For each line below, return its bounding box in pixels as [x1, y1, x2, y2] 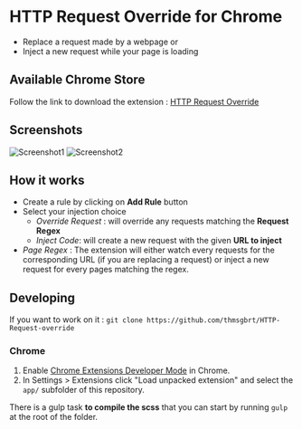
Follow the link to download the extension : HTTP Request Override [9, 96, 260, 107]
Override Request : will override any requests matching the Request [35, 215, 289, 227]
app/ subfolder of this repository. [22, 385, 145, 396]
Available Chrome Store [9, 72, 146, 88]
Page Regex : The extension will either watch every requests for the [22, 244, 276, 255]
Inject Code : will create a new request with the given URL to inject [35, 235, 282, 246]
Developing [9, 290, 75, 305]
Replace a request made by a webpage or [22, 36, 179, 47]
